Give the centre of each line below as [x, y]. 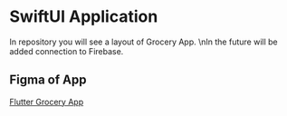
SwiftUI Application [84, 17]
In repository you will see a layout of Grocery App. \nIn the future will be [143, 42]
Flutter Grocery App [47, 101]
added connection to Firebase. [67, 51]
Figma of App [48, 80]
